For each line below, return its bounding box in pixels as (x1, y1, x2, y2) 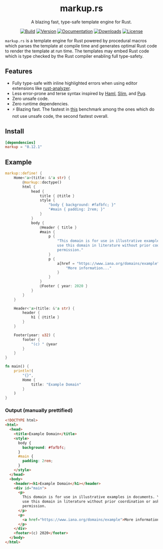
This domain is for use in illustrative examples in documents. (22, 495, 155, 500)
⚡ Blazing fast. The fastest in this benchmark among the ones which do (12, 106, 155, 112)
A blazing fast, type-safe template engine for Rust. (31, 19, 132, 25)
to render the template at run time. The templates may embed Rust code (5, 48, 149, 54)
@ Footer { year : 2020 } (39, 284, 88, 289)
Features (5, 67, 33, 76)
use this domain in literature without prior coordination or (22, 499, 151, 504)
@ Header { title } (39, 225, 77, 230)
